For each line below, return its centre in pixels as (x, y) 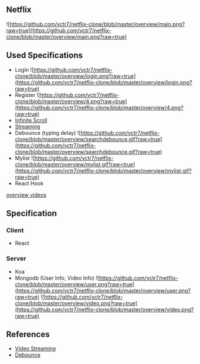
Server (16, 259)
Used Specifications (45, 56)
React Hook (29, 183)
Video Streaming (35, 349)
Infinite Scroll (31, 120)
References (28, 334)
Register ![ (27, 95)
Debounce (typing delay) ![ (48, 132)
